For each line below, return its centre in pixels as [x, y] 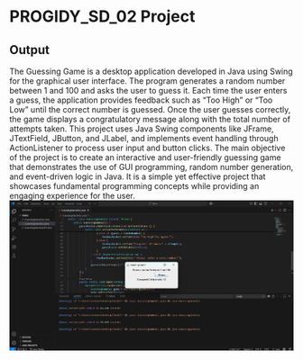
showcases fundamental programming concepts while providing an [134, 186]
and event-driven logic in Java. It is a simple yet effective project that [138, 176]
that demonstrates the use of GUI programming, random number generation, [151, 167]
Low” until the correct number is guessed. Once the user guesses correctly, [150, 109]
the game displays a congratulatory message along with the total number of [150, 119]
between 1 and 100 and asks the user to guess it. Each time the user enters [148, 90]
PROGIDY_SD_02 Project [102, 17]
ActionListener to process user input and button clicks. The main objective [147, 148]
